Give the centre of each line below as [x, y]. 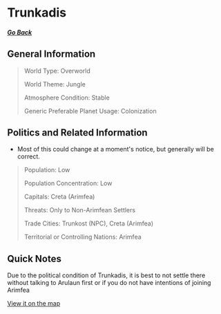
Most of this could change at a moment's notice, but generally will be [115, 149]
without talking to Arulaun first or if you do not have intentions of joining [109, 283]
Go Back [20, 32]
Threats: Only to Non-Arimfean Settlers [80, 210]
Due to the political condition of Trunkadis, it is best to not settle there [106, 275]
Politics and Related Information [77, 132]
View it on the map [34, 304]
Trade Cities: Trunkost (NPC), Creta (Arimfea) [89, 223]
